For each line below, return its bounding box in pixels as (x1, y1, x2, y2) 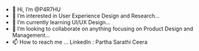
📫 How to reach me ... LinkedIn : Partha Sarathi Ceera (12, 38, 147, 46)
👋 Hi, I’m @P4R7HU (12, 6, 61, 13)
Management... (12, 32, 50, 39)
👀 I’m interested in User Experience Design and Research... (12, 12, 160, 19)
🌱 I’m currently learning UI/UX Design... (12, 19, 110, 25)
